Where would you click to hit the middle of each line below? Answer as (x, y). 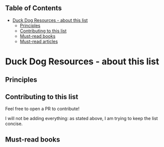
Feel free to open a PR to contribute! (42, 109)
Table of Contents (34, 8)
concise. (14, 124)
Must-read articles (39, 41)
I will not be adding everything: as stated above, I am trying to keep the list (82, 119)
